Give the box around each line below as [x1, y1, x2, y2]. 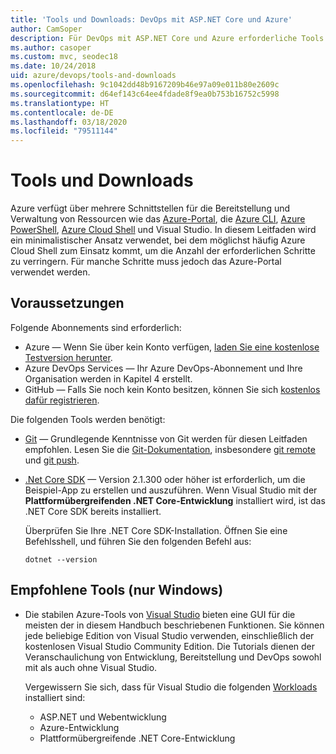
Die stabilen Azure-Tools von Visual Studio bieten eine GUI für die [24, 608, 296, 620]
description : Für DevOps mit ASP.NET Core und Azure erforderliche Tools [10, 33, 325, 43]
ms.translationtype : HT [10, 98, 110, 108]
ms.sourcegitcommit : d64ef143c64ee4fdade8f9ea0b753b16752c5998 [10, 89, 280, 99]
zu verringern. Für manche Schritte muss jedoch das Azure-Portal [10, 256, 282, 268]
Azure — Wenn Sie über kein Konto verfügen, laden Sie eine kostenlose [24, 341, 320, 353]
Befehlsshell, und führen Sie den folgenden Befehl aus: [24, 535, 252, 547]
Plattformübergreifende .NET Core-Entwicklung [39, 732, 236, 744]
